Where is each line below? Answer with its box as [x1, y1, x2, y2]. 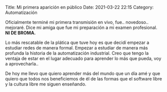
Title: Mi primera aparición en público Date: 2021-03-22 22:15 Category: [5, 4, 154, 10]
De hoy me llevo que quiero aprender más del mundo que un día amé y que [5, 70, 160, 76]
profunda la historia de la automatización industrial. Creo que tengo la [5, 50, 149, 56]
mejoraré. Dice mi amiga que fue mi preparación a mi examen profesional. [5, 24, 157, 30]
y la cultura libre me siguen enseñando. [5, 81, 86, 87]
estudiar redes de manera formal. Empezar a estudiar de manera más [5, 45, 148, 50]
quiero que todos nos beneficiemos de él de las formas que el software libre [5, 76, 162, 81]
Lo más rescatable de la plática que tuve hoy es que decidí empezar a [5, 39, 149, 45]
